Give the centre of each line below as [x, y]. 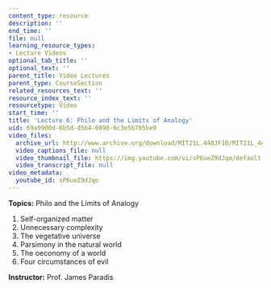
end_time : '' [30, 31]
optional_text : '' [39, 68]
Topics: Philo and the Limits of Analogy [74, 203]
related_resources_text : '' [56, 91]
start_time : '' [34, 113]
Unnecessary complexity [61, 227]
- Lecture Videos [38, 53]
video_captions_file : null [61, 150]
